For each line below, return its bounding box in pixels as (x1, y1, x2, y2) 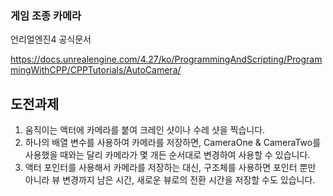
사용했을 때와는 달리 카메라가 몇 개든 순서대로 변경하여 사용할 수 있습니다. (24, 149, 311, 161)
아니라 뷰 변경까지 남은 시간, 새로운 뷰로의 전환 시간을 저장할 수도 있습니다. (24, 174, 316, 186)
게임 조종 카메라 (10, 8, 82, 22)
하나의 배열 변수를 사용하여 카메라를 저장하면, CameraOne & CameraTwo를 (24, 137, 322, 149)
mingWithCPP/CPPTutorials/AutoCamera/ (10, 64, 182, 76)
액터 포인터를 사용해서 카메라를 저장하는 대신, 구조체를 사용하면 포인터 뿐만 (24, 162, 317, 174)
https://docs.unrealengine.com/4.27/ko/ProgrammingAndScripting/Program (10, 53, 323, 66)
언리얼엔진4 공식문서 (10, 33, 92, 46)
